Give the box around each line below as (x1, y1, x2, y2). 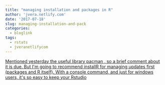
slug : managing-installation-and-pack (5, 21, 86, 26)
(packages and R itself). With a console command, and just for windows (5, 68, 154, 75)
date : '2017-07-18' (5, 16, 46, 21)
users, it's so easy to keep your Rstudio (5, 74, 87, 80)
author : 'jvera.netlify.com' (5, 12, 66, 17)
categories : (5, 26, 30, 31)
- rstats (10, 40, 28, 45)
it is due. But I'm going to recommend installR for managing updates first (5, 63, 155, 69)
